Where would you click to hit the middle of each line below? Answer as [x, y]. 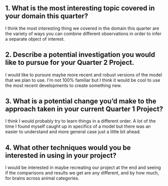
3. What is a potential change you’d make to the [81, 101]
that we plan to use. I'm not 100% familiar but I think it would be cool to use [83, 80]
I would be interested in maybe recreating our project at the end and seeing [83, 167]
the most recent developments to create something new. [63, 85]
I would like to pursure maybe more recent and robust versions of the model [83, 74]
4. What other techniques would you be [68, 148]
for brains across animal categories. [42, 178]
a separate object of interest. [35, 39]
